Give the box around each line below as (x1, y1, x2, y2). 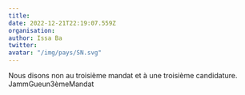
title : (8, 11, 30, 20)
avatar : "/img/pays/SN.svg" (8, 49, 102, 57)
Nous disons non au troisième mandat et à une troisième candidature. (8, 71, 238, 80)
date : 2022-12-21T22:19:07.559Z (8, 19, 116, 27)
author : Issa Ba (8, 34, 62, 42)
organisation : (8, 26, 56, 34)
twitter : (8, 42, 38, 49)
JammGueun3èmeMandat (8, 79, 94, 89)
